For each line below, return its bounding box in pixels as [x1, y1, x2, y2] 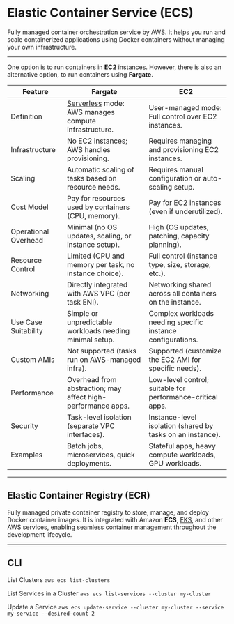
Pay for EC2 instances [148, 197, 221, 207]
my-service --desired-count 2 [7, 610, 95, 617]
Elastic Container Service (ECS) [7, 5, 194, 21]
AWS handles [67, 144, 111, 154]
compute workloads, [148, 450, 216, 459]
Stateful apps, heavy [148, 441, 216, 450]
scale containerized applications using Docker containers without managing [7, 35, 225, 43]
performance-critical [148, 392, 218, 402]
